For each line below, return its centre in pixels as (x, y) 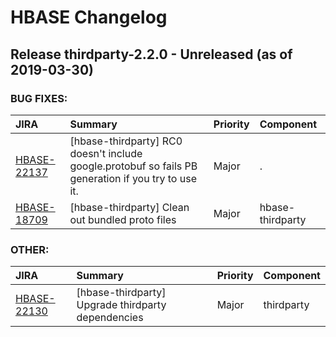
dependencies (110, 318)
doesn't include (106, 153)
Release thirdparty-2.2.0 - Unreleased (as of (151, 54)
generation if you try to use (133, 178)
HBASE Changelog (89, 17)
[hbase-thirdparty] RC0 (126, 141)
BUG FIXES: (39, 98)
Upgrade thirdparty (121, 305)
